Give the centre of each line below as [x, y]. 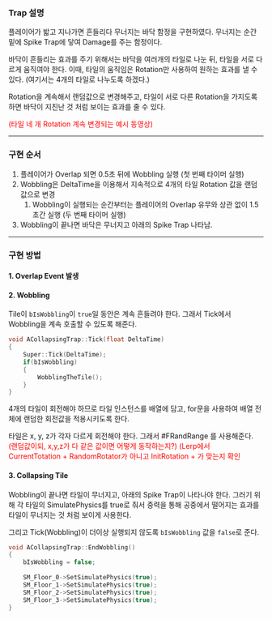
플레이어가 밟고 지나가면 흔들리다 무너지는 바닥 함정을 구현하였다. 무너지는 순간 [133, 32]
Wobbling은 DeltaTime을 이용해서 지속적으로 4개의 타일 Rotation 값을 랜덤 [138, 184]
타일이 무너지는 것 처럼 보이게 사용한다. [70, 514]
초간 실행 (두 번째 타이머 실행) [79, 214]
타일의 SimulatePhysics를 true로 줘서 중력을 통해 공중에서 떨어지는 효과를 [142, 505]
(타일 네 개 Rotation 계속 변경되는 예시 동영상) [81, 124]
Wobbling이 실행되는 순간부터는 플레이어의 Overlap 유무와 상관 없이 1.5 [145, 204]
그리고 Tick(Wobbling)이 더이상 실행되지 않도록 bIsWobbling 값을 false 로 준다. [134, 531]
